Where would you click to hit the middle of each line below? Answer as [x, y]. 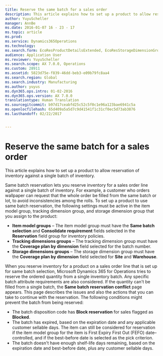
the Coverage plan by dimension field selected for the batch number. [81, 246]
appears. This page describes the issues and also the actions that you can [79, 292]
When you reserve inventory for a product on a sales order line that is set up [81, 266]
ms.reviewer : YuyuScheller [32, 59]
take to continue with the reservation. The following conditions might [73, 297]
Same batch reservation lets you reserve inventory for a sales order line [76, 185]
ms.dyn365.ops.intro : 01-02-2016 [39, 91]
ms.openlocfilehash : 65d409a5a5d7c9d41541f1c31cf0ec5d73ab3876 [70, 109]
